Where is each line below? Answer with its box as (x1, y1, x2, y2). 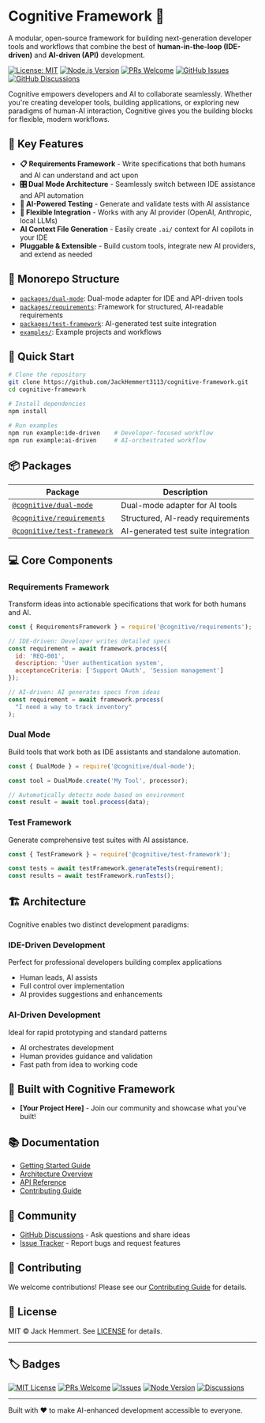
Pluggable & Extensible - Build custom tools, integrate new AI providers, (19, 241, 256, 250)
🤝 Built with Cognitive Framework (8, 1083, 176, 1096)
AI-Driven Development (8, 1009, 101, 1020)
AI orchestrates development (19, 1042, 114, 1052)
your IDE (19, 233, 48, 242)
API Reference (19, 1178, 67, 1187)
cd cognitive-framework (8, 385, 87, 394)
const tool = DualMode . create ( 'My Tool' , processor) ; (8, 776, 189, 784)
